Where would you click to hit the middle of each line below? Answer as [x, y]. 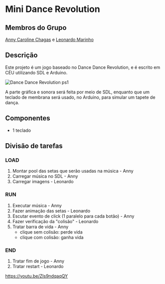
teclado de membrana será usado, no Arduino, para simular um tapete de [80, 97]
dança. [12, 102]
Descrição [21, 55]
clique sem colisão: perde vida [51, 232]
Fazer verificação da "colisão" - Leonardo [55, 221]
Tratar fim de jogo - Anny [38, 261]
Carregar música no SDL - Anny [45, 176]
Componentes [28, 118]
